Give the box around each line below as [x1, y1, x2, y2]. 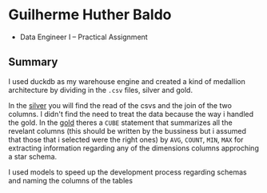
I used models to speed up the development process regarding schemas [8, 167, 247, 177]
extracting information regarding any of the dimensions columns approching [8, 143, 260, 153]
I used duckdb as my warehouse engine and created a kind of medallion [8, 76, 245, 86]
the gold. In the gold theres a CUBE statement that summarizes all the [8, 118, 233, 127]
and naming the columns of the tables [8, 175, 133, 185]
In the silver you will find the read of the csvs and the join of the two [8, 100, 232, 110]
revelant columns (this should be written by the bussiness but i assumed [8, 126, 246, 135]
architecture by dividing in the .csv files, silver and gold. [8, 85, 193, 94]
